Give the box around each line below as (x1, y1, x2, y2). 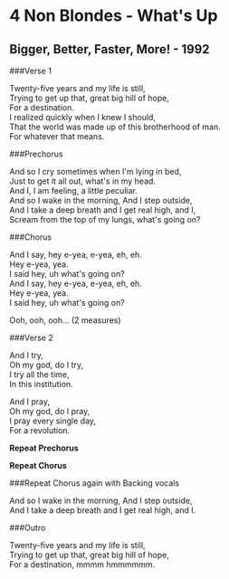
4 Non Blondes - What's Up (9, 5, 218, 26)
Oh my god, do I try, (9, 359, 84, 370)
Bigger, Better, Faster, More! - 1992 (9, 42, 210, 57)
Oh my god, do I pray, (9, 406, 91, 416)
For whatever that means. (9, 131, 105, 141)
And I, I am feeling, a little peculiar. (9, 185, 138, 195)
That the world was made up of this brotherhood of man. (9, 121, 221, 132)
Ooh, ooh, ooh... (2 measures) (9, 315, 121, 326)
